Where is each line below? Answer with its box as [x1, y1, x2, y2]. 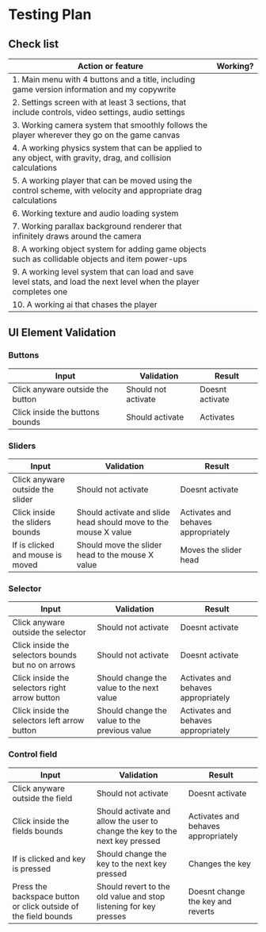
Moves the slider [180, 544, 242, 555]
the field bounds [12, 911, 73, 922]
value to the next [97, 682, 159, 693]
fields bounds [12, 825, 63, 836]
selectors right [12, 682, 66, 693]
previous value [97, 725, 152, 736]
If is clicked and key [12, 853, 85, 864]
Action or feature [78, 61, 144, 71]
